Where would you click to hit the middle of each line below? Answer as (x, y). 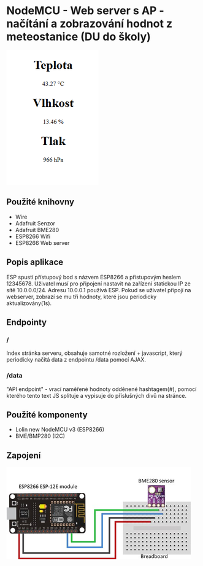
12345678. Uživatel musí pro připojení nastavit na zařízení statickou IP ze (99, 284)
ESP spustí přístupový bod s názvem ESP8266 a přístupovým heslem (94, 277)
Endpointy (27, 322)
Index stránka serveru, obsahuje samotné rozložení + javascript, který (94, 353)
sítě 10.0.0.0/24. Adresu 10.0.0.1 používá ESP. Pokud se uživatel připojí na (99, 290)
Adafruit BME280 (37, 230)
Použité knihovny (40, 202)
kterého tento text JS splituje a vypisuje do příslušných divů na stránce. (97, 395)
